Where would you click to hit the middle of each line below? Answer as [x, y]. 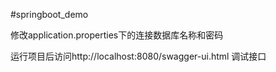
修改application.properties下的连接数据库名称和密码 [117, 35]
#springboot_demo [49, 14]
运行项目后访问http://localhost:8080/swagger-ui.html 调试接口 [138, 56]
